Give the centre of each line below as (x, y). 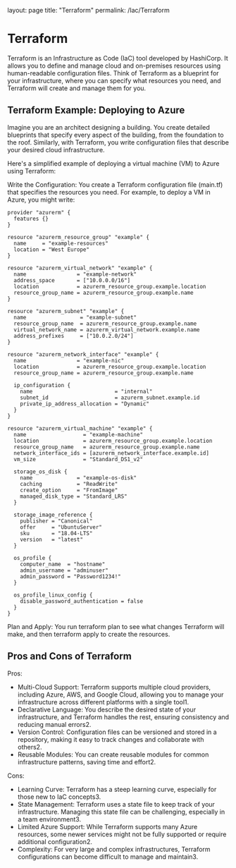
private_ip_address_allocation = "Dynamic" (85, 404)
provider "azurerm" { (39, 212)
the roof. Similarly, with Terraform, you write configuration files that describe (118, 142)
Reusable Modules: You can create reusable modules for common (113, 754)
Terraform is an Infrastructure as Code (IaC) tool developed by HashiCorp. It (118, 58)
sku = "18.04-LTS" (56, 533)
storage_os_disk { (41, 472)
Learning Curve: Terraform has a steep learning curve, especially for (117, 789)
